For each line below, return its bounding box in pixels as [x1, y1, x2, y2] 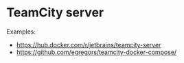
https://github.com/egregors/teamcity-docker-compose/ [16, 48, 177, 56]
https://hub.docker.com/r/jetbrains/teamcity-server [16, 40, 161, 49]
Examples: [6, 27, 36, 36]
